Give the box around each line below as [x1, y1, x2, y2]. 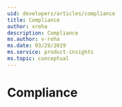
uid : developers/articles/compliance [7, 10, 116, 17]
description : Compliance [7, 29, 79, 37]
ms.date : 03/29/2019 [7, 42, 67, 49]
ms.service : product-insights [7, 49, 94, 56]
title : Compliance [7, 17, 60, 23]
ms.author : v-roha [7, 36, 60, 43]
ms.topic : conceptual [7, 55, 70, 62]
